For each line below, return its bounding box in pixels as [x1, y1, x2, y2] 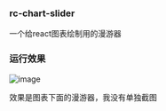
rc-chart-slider [9, 7, 75, 20]
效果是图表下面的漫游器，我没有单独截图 [9, 91, 157, 102]
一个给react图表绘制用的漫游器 [9, 28, 122, 39]
